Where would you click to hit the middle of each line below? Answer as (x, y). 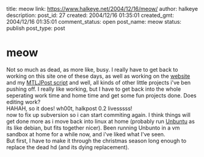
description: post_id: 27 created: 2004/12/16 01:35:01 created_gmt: (90, 15)
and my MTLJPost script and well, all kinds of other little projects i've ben (99, 82)
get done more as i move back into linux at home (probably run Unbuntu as (101, 121)
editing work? (24, 102)
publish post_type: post (36, 28)
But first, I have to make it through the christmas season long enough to (97, 141)
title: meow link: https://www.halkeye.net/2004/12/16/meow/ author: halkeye (102, 9)
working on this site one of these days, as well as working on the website (98, 76)
